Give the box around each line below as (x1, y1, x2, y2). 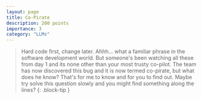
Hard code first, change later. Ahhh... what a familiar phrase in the (21, 48, 186, 55)
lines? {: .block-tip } (21, 86, 70, 94)
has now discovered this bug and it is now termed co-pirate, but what (21, 67, 195, 74)
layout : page (6, 8, 39, 15)
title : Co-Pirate (6, 14, 50, 21)
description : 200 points (6, 20, 69, 26)
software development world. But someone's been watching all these (21, 54, 194, 62)
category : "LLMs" (6, 31, 50, 37)
